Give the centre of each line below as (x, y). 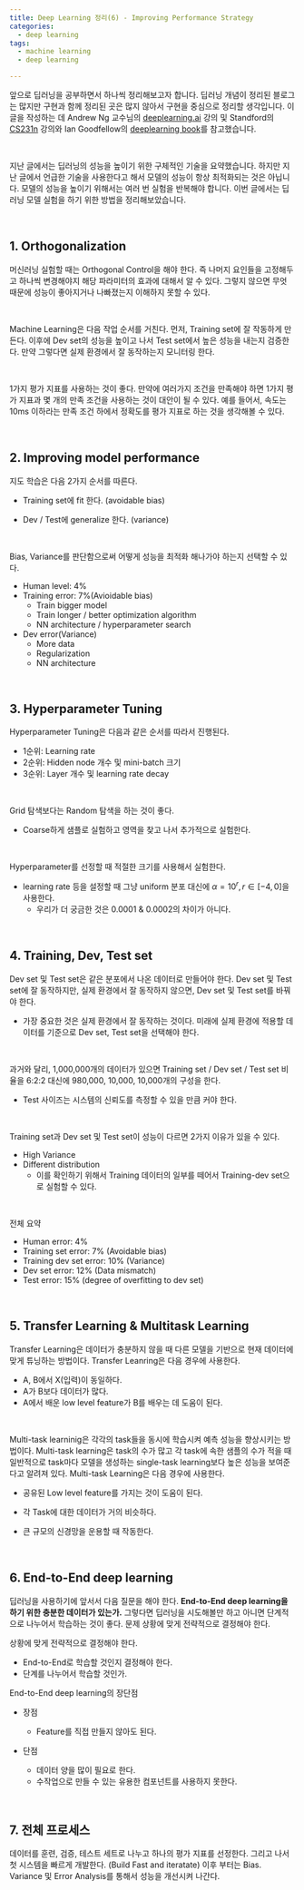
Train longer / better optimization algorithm (116, 614)
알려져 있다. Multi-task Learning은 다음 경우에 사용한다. (125, 1473)
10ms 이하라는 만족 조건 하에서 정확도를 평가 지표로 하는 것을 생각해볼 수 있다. (147, 411)
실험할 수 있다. (71, 1186)
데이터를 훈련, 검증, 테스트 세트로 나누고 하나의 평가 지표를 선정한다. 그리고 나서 (150, 1854)
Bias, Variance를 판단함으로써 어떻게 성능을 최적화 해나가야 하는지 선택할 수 (144, 556)
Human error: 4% (55, 1241)
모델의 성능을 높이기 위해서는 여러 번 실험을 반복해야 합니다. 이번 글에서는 (151, 188)
